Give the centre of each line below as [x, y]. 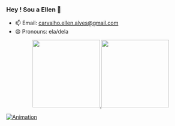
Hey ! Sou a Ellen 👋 [34, 10]
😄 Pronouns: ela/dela [42, 32]
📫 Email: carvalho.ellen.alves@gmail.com [67, 23]
